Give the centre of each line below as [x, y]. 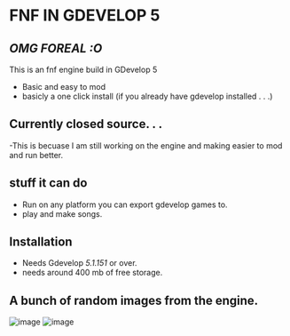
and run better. [36, 155]
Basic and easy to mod [64, 87]
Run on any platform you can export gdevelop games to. [125, 204]
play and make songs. [62, 213]
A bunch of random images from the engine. [134, 300]
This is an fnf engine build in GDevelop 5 [83, 69]
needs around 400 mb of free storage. [92, 273]
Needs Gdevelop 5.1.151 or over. [79, 263]
